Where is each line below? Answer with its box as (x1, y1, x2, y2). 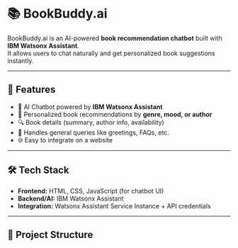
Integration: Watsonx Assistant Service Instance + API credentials (17, 201, 211, 210)
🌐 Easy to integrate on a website (17, 135, 113, 144)
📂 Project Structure (7, 228, 93, 241)
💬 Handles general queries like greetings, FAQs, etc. (17, 128, 170, 137)
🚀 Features (7, 84, 56, 96)
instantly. (7, 56, 34, 64)
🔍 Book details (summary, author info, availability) (17, 118, 164, 126)
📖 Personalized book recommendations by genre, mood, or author (17, 110, 212, 118)
